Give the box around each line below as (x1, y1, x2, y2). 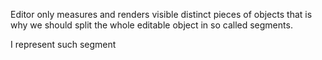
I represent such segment (10, 39, 117, 50)
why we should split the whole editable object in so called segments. (10, 19, 293, 31)
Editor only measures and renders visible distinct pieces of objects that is (10, 9, 313, 20)
